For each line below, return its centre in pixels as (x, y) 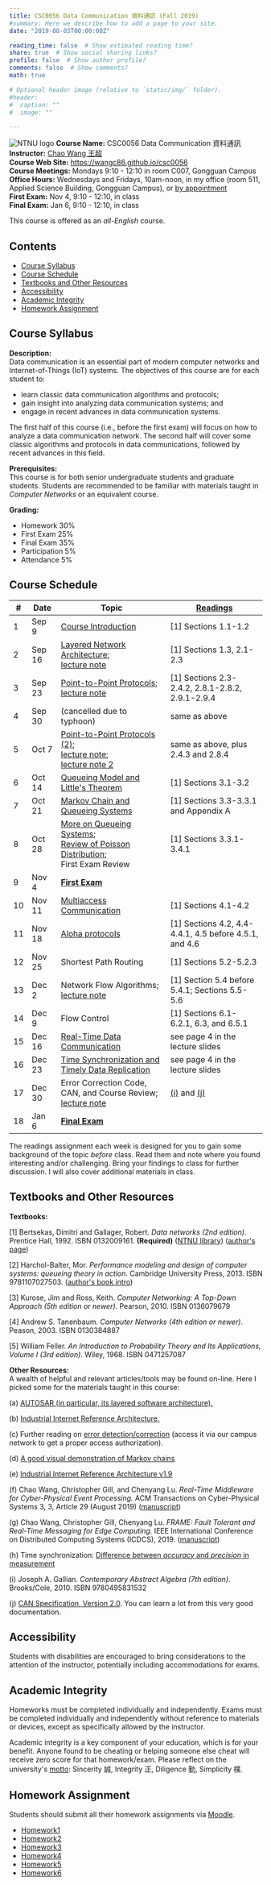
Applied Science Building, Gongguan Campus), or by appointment (118, 188)
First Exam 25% (47, 534)
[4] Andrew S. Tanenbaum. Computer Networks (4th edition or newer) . (126, 1322)
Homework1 (41, 1829)
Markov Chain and (95, 800)
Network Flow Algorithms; (110, 985)
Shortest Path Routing (102, 961)
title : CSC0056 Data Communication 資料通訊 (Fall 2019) (104, 16)
